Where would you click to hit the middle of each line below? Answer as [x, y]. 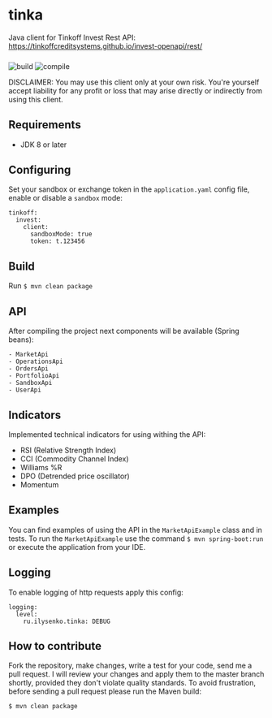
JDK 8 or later [43, 145]
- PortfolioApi [34, 376]
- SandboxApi [30, 383]
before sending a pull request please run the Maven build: [105, 691]
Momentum [39, 484]
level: [27, 614]
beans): [21, 340]
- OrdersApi [28, 369]
